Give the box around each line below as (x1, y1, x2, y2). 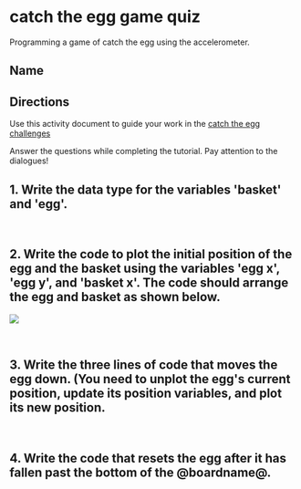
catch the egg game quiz (9, 6, 201, 27)
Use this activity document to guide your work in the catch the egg (9, 119, 261, 130)
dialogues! (9, 155, 49, 166)
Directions (9, 94, 70, 109)
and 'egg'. (9, 196, 68, 212)
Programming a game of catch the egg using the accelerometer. (9, 36, 251, 47)
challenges (9, 128, 51, 139)
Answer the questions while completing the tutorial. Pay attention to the (9, 146, 278, 157)
